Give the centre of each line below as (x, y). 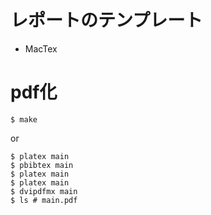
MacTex (41, 48)
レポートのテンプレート (106, 20)
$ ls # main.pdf (44, 200)
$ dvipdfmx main (44, 191)
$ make (24, 119)
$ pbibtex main (42, 165)
